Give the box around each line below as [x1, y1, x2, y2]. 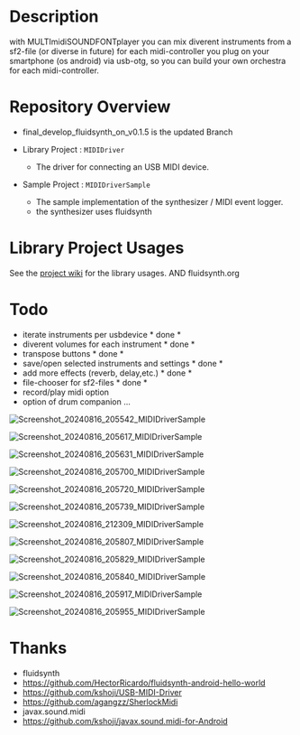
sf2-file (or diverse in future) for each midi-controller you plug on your [9, 45, 270, 56]
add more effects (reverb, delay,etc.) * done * [22, 367, 192, 378]
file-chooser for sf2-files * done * [22, 377, 148, 387]
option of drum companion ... [22, 395, 131, 407]
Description [9, 6, 99, 27]
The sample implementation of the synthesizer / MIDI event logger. [35, 196, 284, 207]
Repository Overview [9, 97, 171, 117]
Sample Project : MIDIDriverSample [22, 179, 150, 190]
